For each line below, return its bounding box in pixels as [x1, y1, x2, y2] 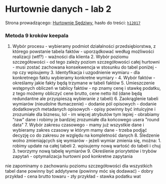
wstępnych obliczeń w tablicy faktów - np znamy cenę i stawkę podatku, [12, 85, 161, 91]
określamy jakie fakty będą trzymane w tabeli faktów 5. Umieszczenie [12, 80, 155, 86]
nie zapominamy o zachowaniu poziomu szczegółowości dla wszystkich [5, 163, 153, 169]
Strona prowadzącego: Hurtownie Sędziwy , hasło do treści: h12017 [5, 20, 141, 26]
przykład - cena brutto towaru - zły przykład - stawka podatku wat [5, 174, 141, 180]
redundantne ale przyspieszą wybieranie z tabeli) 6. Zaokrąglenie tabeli [12, 96, 159, 102]
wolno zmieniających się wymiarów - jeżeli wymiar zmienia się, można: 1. [12, 138, 162, 144]
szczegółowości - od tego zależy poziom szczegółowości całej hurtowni [12, 59, 160, 65]
